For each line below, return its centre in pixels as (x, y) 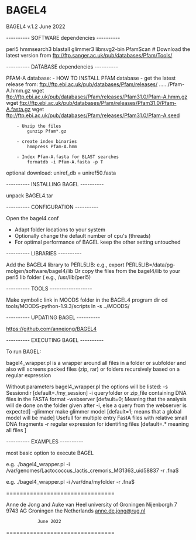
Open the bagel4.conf (32, 218)
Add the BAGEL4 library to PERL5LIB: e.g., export (65, 265)
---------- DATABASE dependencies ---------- (62, 66)
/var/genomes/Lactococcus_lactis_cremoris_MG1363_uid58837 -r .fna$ (92, 470)
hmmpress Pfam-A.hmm (52, 146)
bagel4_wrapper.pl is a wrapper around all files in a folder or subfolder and (96, 363)
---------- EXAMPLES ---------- (45, 441)
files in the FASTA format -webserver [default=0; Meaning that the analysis (96, 399)
